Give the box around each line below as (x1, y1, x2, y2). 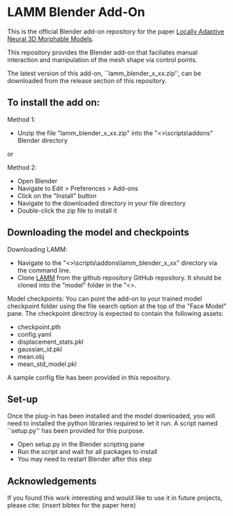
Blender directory (17, 136, 68, 144)
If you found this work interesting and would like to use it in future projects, (7, 494, 223, 502)
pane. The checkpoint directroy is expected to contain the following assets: (7, 309, 224, 317)
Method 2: (7, 163, 37, 172)
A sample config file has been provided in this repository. (7, 373, 172, 381)
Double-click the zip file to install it (17, 206, 117, 215)
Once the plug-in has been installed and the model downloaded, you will (7, 412, 216, 420)
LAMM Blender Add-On (7, 4, 145, 20)
